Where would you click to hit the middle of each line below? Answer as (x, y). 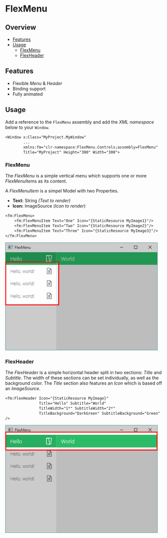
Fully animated (28, 94)
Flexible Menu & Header (37, 83)
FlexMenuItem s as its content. (36, 181)
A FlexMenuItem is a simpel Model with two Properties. (62, 191)
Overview (21, 27)
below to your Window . (27, 127)
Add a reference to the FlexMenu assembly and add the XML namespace (80, 122)
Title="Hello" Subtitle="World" (73, 403)
